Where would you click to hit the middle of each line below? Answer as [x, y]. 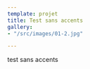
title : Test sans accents [45, 20]
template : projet [33, 14]
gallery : [20, 27]
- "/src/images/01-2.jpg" [45, 33]
